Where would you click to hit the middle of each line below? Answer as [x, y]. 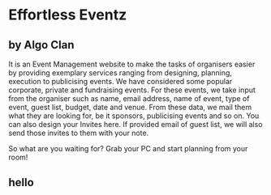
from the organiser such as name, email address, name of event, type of [129, 98]
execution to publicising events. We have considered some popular [120, 81]
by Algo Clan [41, 45]
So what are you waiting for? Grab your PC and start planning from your [128, 148]
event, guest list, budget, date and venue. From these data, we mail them [130, 107]
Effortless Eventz [68, 15]
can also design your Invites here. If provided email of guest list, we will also [135, 124]
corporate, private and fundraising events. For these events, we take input [132, 90]
